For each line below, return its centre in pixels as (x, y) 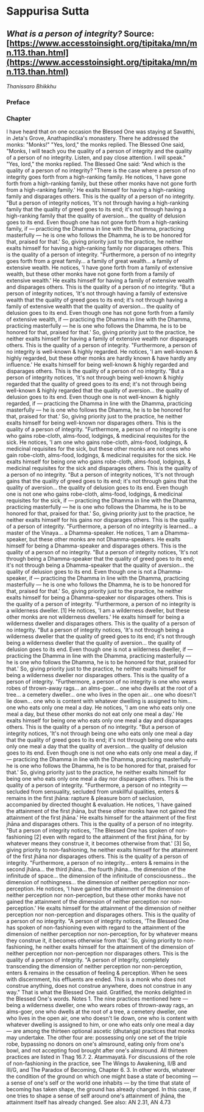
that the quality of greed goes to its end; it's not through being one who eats (102, 740)
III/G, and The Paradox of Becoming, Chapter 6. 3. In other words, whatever (101, 1070)
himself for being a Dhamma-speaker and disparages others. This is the (97, 546)
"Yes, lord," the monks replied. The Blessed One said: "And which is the (96, 164)
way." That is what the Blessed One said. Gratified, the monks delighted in (99, 992)
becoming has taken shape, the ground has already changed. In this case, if (101, 1089)
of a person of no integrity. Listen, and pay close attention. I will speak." (96, 158)
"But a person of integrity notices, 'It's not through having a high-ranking (98, 203)
